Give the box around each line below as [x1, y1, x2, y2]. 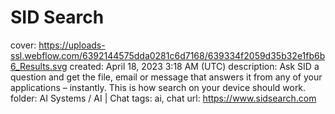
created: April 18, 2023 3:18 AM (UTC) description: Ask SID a [69, 60, 320, 72]
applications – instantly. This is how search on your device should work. [10, 81, 307, 93]
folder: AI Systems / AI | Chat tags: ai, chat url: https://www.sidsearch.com [10, 92, 317, 104]
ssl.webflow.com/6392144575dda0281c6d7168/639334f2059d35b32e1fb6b [10, 49, 326, 61]
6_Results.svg [10, 60, 68, 72]
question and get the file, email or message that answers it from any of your [10, 71, 323, 83]
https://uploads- [38, 39, 106, 51]
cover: [10, 39, 37, 51]
